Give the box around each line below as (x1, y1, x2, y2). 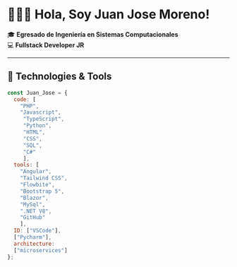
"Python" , (23, 122, 52, 129)
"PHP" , (20, 102, 39, 109)
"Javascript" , (20, 109, 61, 116)
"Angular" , (20, 168, 52, 175)
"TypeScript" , (23, 116, 65, 123)
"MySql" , (20, 201, 46, 208)
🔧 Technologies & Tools (7, 71, 112, 83)
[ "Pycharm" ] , (13, 234, 52, 241)
